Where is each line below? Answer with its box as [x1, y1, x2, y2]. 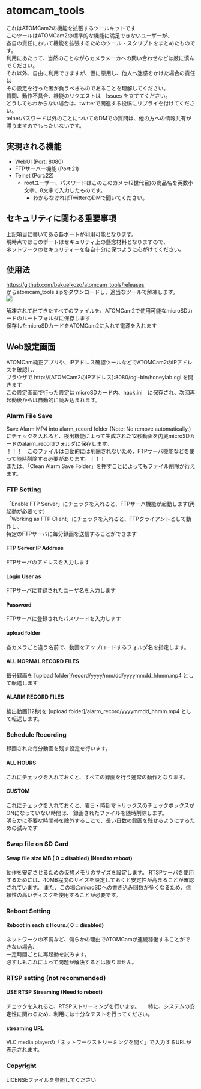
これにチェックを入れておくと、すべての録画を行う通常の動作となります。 [6, 773, 189, 781]
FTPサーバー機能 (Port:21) [14, 165, 79, 172]
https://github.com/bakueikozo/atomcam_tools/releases [6, 281, 145, 289]
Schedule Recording [6, 730, 67, 738]
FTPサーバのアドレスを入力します [6, 558, 90, 566]
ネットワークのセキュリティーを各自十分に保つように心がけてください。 [6, 245, 185, 253]
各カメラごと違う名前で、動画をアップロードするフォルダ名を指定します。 [6, 643, 190, 651]
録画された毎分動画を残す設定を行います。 [6, 745, 111, 752]
